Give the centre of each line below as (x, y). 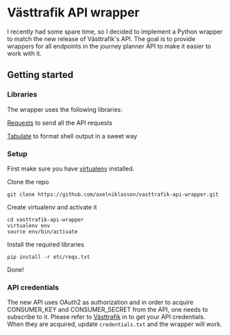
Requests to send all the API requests (60, 123)
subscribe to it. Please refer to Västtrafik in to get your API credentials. (106, 317)
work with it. (25, 53)
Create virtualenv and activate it (52, 207)
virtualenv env (29, 225)
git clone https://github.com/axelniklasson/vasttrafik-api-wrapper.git (113, 194)
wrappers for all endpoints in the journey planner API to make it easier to (109, 46)
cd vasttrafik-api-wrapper (46, 220)
